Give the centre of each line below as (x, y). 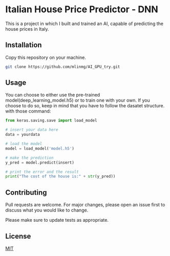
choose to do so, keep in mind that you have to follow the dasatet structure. (85, 106)
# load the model (24, 144)
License (18, 236)
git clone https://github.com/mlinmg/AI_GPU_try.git (63, 67)
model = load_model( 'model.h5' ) (40, 148)
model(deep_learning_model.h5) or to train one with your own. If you (78, 100)
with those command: (28, 111)
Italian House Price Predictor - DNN (82, 9)
